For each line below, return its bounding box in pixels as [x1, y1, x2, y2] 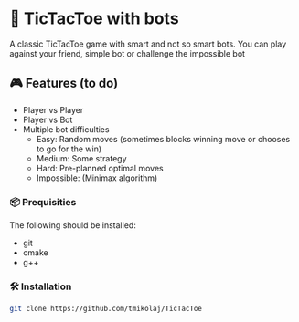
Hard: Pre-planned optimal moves [36, 162, 164, 173]
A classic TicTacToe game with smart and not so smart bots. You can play [9, 38, 287, 49]
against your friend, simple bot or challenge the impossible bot [9, 47, 245, 58]
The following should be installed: [9, 220, 137, 231]
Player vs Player [22, 104, 84, 115]
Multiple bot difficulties [22, 123, 110, 135]
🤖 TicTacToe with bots [9, 8, 180, 29]
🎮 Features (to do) [9, 76, 119, 91]
